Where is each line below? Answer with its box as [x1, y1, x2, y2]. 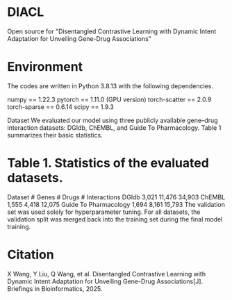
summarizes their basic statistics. [7, 131, 103, 139]
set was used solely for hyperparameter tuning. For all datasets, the [7, 208, 201, 216]
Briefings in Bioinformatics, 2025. [7, 284, 103, 292]
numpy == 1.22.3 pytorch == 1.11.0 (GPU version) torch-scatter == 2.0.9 [7, 95, 212, 103]
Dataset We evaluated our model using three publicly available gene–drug [7, 116, 218, 124]
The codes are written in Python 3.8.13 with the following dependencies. [7, 81, 214, 90]
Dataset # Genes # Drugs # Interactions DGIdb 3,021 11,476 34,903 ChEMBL [7, 192, 226, 201]
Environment [7, 59, 83, 75]
